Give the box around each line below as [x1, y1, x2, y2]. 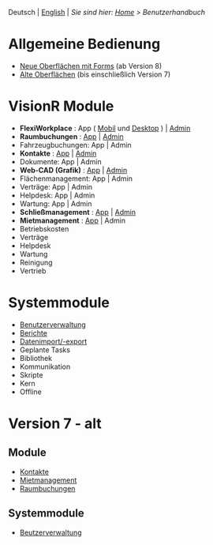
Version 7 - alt [8, 415, 102, 432]
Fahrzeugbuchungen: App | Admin [19, 140, 132, 149]
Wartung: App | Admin [19, 198, 92, 209]
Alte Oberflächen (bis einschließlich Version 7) [19, 70, 171, 79]
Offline [19, 387, 42, 397]
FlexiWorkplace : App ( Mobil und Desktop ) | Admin [19, 123, 191, 133]
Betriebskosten [19, 224, 69, 233]
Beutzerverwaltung [19, 528, 82, 537]
